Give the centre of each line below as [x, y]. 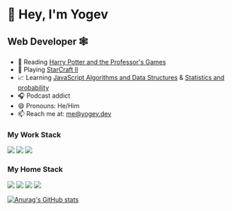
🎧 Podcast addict [44, 96]
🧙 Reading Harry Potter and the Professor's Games [92, 62]
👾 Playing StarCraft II [48, 69]
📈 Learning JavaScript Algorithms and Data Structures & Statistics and [121, 78]
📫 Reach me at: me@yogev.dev [64, 114]
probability [33, 87]
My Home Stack [35, 169]
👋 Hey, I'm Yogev [58, 15]
